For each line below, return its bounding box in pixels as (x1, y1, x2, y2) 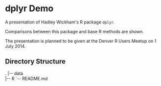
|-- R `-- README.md (5, 75, 48, 81)
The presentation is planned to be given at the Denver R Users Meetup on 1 (5, 38, 157, 44)
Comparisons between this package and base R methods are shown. (5, 28, 144, 34)
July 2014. (5, 43, 26, 49)
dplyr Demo (5, 3, 54, 14)
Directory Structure (5, 57, 66, 66)
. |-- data (5, 70, 23, 76)
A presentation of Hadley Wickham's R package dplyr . (5, 19, 115, 25)
